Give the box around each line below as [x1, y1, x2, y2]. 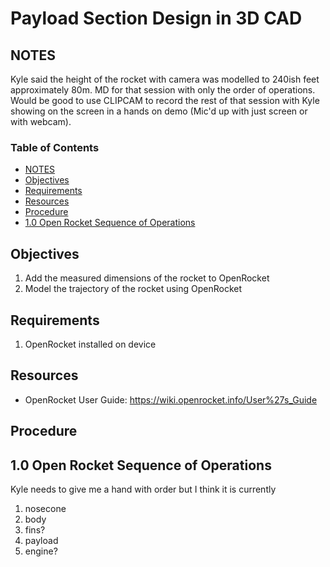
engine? [24, 545, 58, 557]
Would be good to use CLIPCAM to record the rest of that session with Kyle [10, 95, 320, 106]
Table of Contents [10, 140, 100, 154]
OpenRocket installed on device [24, 338, 157, 350]
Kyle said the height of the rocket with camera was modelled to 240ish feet [10, 73, 320, 85]
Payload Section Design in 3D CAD [10, 7, 303, 30]
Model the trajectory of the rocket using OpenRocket [24, 283, 243, 295]
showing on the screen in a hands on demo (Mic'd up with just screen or [10, 105, 308, 117]
